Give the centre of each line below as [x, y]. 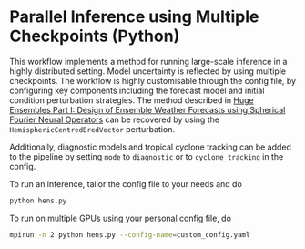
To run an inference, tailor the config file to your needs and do [126, 183]
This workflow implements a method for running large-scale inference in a [148, 61]
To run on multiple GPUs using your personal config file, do [121, 218]
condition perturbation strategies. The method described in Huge [132, 100]
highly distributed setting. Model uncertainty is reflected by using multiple [148, 71]
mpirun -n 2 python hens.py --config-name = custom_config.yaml [130, 234]
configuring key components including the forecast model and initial [137, 90]
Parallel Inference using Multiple [134, 17]
